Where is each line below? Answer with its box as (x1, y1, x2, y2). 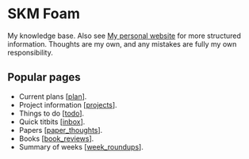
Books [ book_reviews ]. (18, 134, 94, 143)
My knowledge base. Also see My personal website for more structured (7, 31, 241, 40)
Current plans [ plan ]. (18, 92, 87, 101)
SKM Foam (7, 5, 81, 23)
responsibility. (7, 47, 53, 57)
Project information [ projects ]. (18, 100, 117, 109)
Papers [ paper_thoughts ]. (18, 125, 103, 134)
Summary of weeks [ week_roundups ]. (18, 142, 144, 151)
